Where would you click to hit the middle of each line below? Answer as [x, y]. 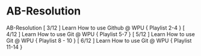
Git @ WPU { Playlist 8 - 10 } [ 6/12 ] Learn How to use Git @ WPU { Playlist [99, 40]
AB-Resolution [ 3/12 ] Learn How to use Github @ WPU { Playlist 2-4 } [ [95, 28]
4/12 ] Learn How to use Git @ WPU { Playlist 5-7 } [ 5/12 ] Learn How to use [101, 34]
